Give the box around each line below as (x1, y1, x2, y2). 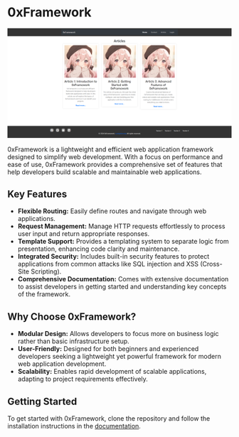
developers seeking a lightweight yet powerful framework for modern (17, 352, 222, 361)
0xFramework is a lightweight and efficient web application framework (7, 145, 214, 153)
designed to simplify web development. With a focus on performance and (7, 152, 223, 161)
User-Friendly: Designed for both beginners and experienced (17, 345, 199, 353)
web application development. (17, 360, 107, 368)
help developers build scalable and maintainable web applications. (7, 168, 202, 176)
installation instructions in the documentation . (7, 421, 141, 430)
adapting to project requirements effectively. (17, 374, 148, 384)
